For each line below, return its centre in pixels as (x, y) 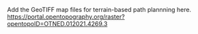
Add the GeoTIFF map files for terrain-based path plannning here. (99, 10)
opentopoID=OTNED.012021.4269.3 (57, 24)
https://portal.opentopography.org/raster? (66, 17)
